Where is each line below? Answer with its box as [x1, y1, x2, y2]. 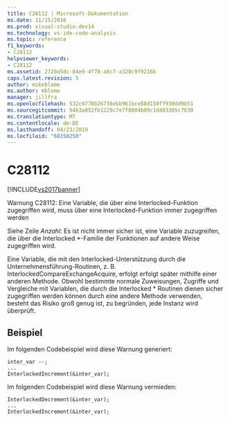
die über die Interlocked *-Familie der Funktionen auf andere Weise [7, 234, 200, 243]
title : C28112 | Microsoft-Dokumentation [7, 10, 129, 17]
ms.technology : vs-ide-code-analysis [7, 29, 116, 37]
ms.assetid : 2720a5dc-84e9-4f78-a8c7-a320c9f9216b [7, 68, 157, 75]
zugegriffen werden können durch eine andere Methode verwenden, [7, 292, 203, 300]
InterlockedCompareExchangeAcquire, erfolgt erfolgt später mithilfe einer [7, 270, 217, 278]
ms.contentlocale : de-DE [7, 119, 79, 127]
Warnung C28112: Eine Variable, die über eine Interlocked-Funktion [7, 199, 199, 207]
